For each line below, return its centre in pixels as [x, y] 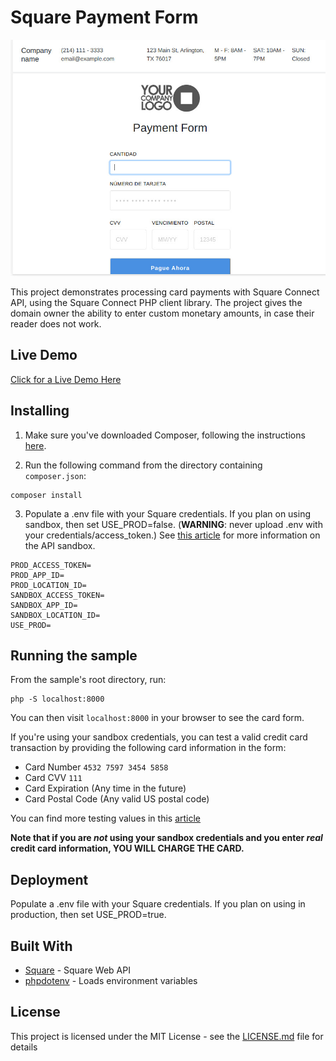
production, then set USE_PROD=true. [88, 915]
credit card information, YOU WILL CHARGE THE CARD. [127, 848]
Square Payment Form [104, 17]
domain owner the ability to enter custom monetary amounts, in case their [162, 313]
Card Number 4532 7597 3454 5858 [96, 767]
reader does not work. [56, 323]
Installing [40, 411]
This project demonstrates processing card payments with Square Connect [165, 292]
